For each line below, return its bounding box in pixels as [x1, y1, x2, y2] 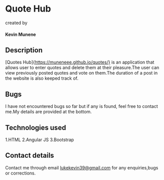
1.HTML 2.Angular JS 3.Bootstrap [5, 137, 74, 143]
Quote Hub [5, 3, 51, 15]
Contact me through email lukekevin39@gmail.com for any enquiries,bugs [5, 164, 158, 170]
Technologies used [5, 123, 66, 132]
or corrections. [5, 170, 36, 176]
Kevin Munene [5, 31, 36, 37]
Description [5, 46, 43, 54]
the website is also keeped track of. [5, 75, 79, 81]
